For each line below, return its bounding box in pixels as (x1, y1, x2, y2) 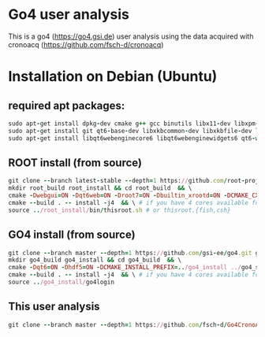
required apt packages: (8, 98, 125, 112)
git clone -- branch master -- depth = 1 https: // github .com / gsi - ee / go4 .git (8, 249, 252, 257)
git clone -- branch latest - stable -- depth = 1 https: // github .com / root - (8, 177, 245, 185)
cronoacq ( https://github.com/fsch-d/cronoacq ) (8, 39, 164, 49)
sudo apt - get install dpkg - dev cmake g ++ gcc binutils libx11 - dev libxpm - (8, 120, 259, 128)
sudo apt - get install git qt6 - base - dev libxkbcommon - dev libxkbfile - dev (8, 127, 252, 135)
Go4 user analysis (8, 6, 130, 24)
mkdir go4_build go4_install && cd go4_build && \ (8, 256, 181, 265)
